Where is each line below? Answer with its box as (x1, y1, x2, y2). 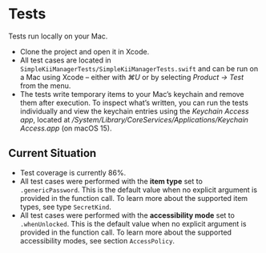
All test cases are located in (19, 55, 112, 65)
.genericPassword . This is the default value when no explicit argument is (19, 185, 258, 195)
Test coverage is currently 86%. (19, 167, 127, 177)
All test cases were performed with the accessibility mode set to (19, 210, 235, 220)
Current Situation (8, 147, 97, 160)
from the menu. (19, 81, 71, 90)
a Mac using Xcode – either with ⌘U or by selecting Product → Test (19, 72, 244, 82)
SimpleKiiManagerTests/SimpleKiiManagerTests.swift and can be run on (19, 63, 259, 73)
